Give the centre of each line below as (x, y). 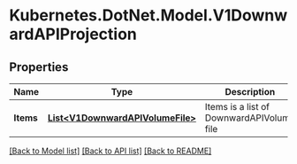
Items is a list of (237, 107)
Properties (39, 67)
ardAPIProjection (73, 34)
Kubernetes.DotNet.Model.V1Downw (148, 16)
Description (250, 92)
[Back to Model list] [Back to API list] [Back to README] (110, 151)
